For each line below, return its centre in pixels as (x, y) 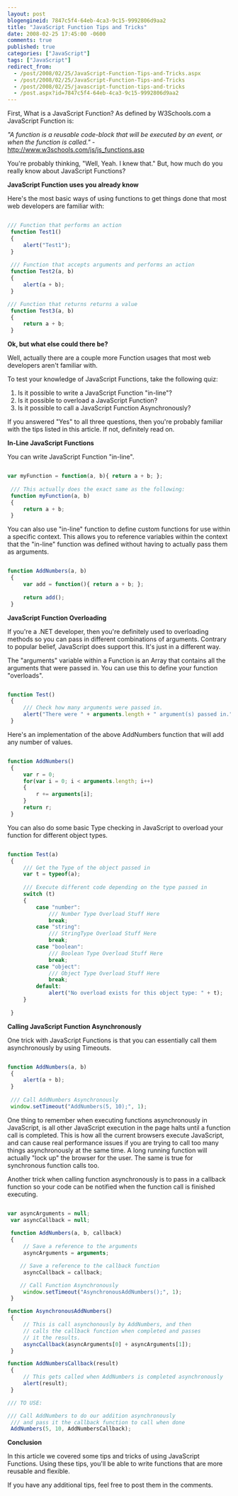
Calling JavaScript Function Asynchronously (74, 1026)
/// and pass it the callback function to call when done (98, 1422)
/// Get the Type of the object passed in (87, 868)
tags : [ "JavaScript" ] (39, 60)
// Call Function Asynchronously (69, 1285)
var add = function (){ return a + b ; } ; (83, 584)
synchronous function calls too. (53, 1165)
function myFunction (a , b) (50, 496)
